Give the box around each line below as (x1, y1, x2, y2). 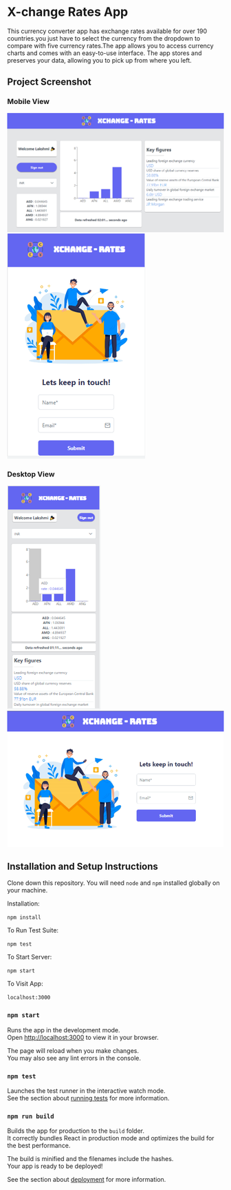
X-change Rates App (7, 4, 129, 20)
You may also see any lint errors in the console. (7, 1054, 141, 1062)
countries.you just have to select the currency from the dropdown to (7, 34, 201, 42)
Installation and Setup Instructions (7, 860, 158, 872)
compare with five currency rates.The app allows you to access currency (7, 41, 214, 50)
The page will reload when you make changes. (7, 1046, 140, 1054)
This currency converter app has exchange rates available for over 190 (7, 27, 208, 35)
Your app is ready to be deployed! (7, 1162, 103, 1171)
